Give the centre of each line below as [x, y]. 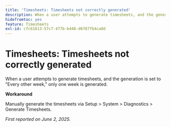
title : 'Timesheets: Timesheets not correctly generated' [68, 10]
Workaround [19, 94]
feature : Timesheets [27, 24]
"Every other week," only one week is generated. [56, 84]
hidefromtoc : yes [24, 19]
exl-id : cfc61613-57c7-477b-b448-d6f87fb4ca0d [55, 29]
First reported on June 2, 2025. [38, 119]
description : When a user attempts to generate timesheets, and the [79, 15]
